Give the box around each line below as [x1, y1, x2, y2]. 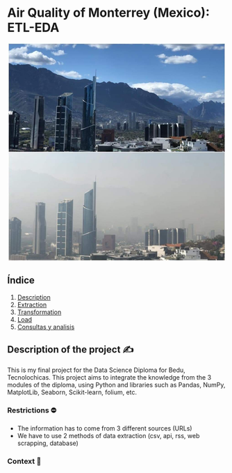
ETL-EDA [7, 20, 60, 36]
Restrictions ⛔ [7, 405, 57, 415]
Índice [7, 274, 35, 286]
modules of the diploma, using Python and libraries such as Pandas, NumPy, [7, 380, 226, 389]
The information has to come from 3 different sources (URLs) [17, 424, 192, 433]
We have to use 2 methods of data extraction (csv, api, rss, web [17, 431, 200, 440]
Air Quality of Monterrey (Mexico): [7, 5, 210, 21]
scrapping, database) [17, 439, 78, 447]
